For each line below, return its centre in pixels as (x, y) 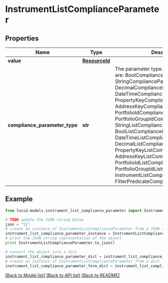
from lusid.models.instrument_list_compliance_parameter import (73, 210)
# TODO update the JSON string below (44, 219)
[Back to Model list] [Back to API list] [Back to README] (62, 275)
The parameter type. (139, 69)
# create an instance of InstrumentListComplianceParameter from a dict (82, 261)
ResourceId (96, 61)
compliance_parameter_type (43, 125)
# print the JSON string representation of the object (63, 238)
